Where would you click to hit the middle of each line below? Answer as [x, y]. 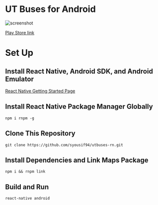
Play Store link [20, 32]
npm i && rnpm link [25, 172]
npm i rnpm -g [20, 118]
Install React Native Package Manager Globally [79, 106]
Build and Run [27, 187]
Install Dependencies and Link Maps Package [77, 160]
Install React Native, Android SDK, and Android [79, 71]
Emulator [19, 79]
